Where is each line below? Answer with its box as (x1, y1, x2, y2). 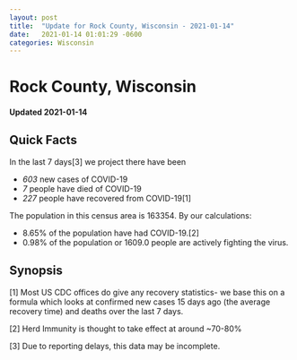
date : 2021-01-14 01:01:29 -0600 (9, 30, 143, 39)
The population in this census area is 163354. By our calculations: (9, 210, 252, 220)
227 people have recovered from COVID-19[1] (22, 193, 191, 203)
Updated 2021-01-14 (9, 107, 88, 117)
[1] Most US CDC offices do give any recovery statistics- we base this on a (9, 287, 285, 297)
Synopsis (9, 263, 63, 279)
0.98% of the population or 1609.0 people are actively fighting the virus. (22, 236, 289, 247)
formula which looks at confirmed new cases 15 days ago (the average (9, 296, 271, 307)
